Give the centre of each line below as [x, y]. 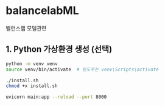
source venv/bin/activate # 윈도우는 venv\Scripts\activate [82, 69]
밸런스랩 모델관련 [26, 28]
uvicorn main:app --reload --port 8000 [56, 97]
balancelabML [43, 11]
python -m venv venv [32, 64]
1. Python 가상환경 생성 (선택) [59, 49]
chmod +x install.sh [32, 86]
